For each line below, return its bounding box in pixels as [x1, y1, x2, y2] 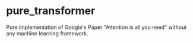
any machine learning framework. [6, 29, 88, 37]
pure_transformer [6, 4, 96, 18]
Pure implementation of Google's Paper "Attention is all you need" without [6, 24, 187, 31]
